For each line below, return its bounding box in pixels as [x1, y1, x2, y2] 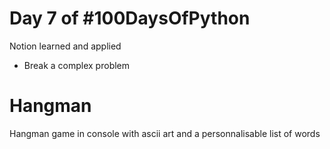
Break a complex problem [23, 59, 131, 71]
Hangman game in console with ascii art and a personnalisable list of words [9, 127, 321, 139]
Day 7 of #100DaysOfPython [9, 7, 251, 30]
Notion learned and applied [9, 40, 122, 52]
